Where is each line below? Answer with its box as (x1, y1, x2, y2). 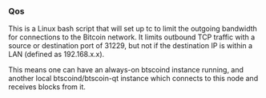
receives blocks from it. (8, 82, 87, 92)
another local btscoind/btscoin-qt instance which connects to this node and (8, 74, 259, 84)
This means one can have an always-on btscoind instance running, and (8, 65, 244, 75)
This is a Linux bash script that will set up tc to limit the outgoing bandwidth (8, 24, 258, 34)
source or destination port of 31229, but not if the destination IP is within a (8, 41, 253, 51)
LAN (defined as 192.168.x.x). (8, 50, 105, 59)
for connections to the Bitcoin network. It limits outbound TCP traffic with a (8, 32, 256, 42)
